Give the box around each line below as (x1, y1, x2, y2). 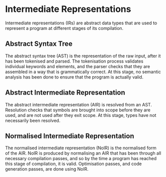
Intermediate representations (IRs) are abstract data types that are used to (5, 20, 158, 26)
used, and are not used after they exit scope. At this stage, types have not (5, 112, 157, 118)
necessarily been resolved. (5, 117, 61, 123)
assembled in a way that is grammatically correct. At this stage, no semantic (5, 69, 161, 75)
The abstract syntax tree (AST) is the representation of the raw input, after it (5, 53, 161, 59)
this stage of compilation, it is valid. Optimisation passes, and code (5, 161, 142, 167)
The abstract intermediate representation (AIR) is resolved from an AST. (5, 101, 152, 107)
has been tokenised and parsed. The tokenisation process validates (5, 58, 144, 64)
